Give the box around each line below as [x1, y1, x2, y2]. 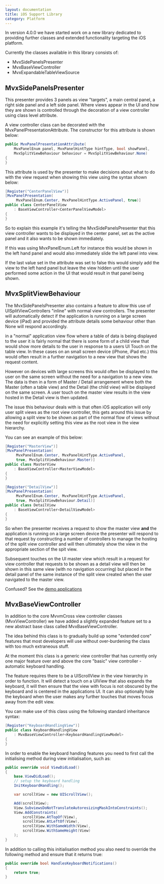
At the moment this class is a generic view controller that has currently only [5, 653, 157, 659]
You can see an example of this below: [5, 434, 83, 440]
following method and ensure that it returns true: [5, 851, 103, 857]
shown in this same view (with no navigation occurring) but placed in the [5, 566, 152, 572]
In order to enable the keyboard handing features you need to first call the [5, 750, 154, 756]
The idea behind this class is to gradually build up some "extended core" [5, 633, 152, 639]
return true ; [14, 870, 41, 875]
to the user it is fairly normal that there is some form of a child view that [5, 338, 149, 344]
